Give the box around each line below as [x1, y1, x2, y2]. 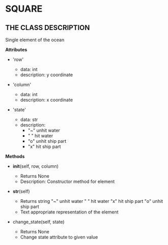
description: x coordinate [20, 97, 73, 103]
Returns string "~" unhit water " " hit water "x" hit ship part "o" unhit [20, 198, 163, 204]
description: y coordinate [20, 72, 73, 78]
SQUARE [5, 3, 43, 15]
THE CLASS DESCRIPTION [5, 23, 90, 32]
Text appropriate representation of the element [20, 209, 119, 215]
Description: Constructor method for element [20, 178, 115, 185]
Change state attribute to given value [20, 234, 98, 240]
